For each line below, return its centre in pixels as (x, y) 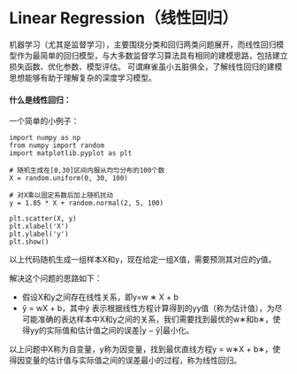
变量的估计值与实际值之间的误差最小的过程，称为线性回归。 (133, 361)
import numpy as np (45, 138)
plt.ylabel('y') (39, 234)
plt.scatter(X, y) (43, 219)
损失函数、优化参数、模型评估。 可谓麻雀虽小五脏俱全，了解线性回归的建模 (146, 66)
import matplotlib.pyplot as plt (71, 153)
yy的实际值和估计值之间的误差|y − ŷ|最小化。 (112, 331)
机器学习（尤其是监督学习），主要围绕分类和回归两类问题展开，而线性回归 (143, 44)
